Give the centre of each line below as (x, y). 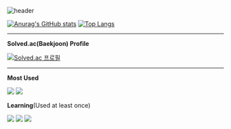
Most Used (23, 78)
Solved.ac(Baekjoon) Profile (48, 44)
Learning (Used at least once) (49, 105)
